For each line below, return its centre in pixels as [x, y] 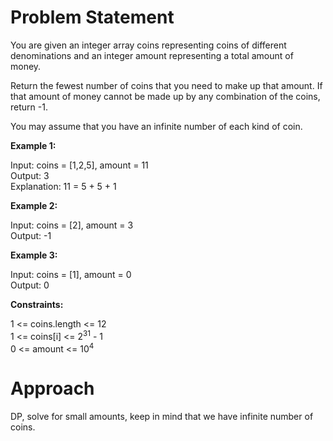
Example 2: [34, 205]
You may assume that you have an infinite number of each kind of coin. [156, 126]
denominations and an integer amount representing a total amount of [152, 55]
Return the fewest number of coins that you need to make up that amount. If [166, 85]
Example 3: [34, 255]
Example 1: [33, 145]
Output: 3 [30, 175]
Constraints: [37, 304]
